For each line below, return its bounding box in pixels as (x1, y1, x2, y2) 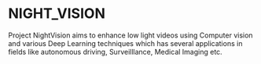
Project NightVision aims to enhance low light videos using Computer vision (8, 30, 253, 40)
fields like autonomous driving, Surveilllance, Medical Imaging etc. (8, 47, 222, 56)
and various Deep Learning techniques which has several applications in (8, 38, 243, 48)
